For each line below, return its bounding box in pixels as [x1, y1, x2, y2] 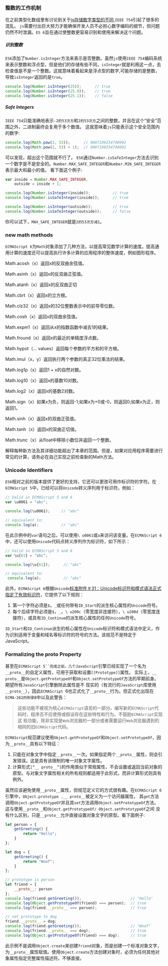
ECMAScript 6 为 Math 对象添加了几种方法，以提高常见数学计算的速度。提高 [5, 244, 155, 250]
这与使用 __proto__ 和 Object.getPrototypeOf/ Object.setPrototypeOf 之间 [5, 806, 155, 812]
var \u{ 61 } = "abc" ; [5, 553, 48, 558]
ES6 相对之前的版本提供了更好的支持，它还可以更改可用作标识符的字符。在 [5, 478, 156, 485]
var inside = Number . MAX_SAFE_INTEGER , [5, 177, 88, 182]
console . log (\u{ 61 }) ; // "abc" [5, 562, 81, 567]
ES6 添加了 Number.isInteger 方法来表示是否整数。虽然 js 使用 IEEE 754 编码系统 [5, 55, 162, 61]
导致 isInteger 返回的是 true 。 [5, 74, 65, 80]
